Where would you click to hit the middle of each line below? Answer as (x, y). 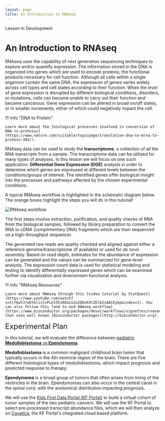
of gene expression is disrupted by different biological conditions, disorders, (82, 93)
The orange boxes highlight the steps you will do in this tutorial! (69, 200)
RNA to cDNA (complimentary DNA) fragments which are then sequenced (80, 230)
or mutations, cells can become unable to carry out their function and (75, 98)
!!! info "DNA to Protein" (29, 118)
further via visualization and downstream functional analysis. (67, 276)
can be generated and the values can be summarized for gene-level (74, 260)
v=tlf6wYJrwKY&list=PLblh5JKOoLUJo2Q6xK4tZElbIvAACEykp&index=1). (74, 303)
